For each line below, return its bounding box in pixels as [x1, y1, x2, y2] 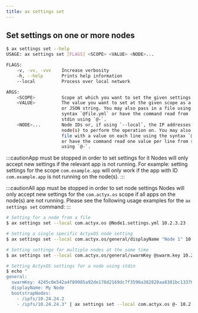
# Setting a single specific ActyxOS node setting [6, 231, 133, 237]
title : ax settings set [6, 8, 65, 15]
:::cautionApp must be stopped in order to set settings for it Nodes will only [6, 154, 189, 162]
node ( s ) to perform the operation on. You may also [61, 127, 192, 133]
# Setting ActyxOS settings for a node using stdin [6, 263, 136, 269]
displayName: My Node [11, 285, 65, 291]
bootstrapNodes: [11, 290, 51, 296]
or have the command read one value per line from [61, 138, 189, 144]
